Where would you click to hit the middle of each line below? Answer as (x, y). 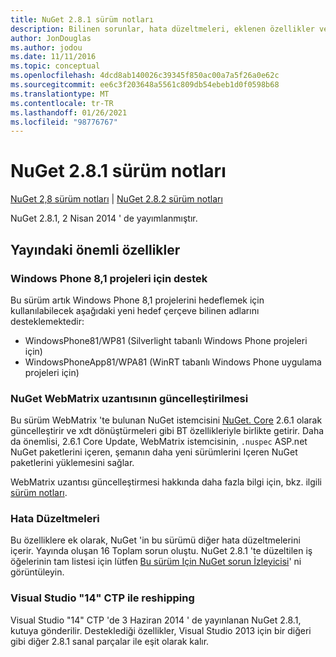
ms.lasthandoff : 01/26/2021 (69, 112)
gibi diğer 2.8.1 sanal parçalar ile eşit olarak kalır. (110, 641)
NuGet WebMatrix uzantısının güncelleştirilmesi (129, 398)
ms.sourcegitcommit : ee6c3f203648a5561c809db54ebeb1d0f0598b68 (145, 85)
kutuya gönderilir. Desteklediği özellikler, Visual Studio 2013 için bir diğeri (161, 630)
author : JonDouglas (51, 38)
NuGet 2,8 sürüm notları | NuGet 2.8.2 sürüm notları (116, 199)
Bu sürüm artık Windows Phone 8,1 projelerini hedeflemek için (137, 300)
